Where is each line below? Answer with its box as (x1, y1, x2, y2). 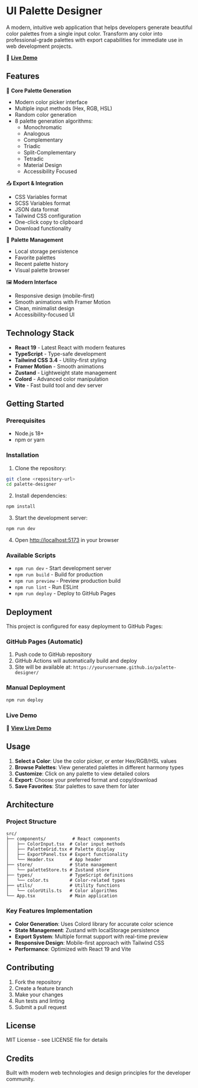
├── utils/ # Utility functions (6, 882, 120, 889)
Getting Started (6, 399, 64, 409)
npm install (6, 503, 35, 510)
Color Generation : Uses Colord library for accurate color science (14, 920, 173, 927)
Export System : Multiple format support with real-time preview (14, 933, 168, 940)
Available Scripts (6, 551, 56, 559)
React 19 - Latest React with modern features (14, 344, 126, 351)
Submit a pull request (14, 1003, 67, 1010)
